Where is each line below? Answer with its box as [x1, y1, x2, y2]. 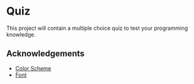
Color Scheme [15, 65, 52, 72]
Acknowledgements [6, 49, 85, 59]
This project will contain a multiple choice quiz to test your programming [6, 24, 188, 32]
